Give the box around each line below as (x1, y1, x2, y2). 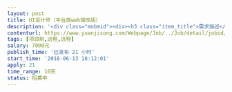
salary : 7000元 (7, 42, 50, 49)
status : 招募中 (7, 74, 48, 82)
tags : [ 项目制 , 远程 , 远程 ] (7, 36, 75, 43)
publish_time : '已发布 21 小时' (7, 49, 95, 56)
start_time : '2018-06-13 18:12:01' (7, 55, 110, 62)
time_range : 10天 (7, 68, 57, 75)
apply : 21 (7, 62, 36, 68)
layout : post (7, 10, 45, 17)
